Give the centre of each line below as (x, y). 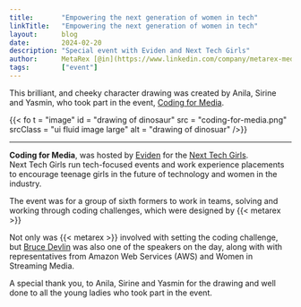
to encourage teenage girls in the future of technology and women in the (143, 174)
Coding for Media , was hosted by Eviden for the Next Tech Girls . (129, 155)
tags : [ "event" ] (54, 68)
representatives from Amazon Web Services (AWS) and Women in (131, 256)
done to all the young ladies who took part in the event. (111, 293)
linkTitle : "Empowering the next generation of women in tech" (133, 26)
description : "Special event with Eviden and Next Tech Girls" (130, 51)
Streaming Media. (42, 266)
